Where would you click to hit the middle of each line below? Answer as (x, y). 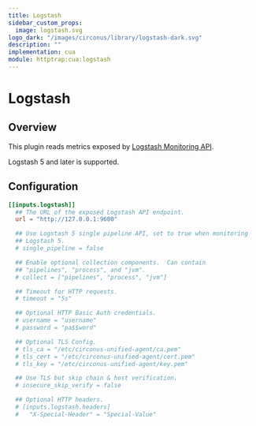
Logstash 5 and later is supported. (64, 162)
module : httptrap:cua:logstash (59, 60)
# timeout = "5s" (44, 299)
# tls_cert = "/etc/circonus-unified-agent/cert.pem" (105, 357)
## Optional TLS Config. (56, 342)
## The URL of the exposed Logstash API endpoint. (100, 212)
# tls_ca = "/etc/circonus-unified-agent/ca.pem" (98, 349)
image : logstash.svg (49, 30)
